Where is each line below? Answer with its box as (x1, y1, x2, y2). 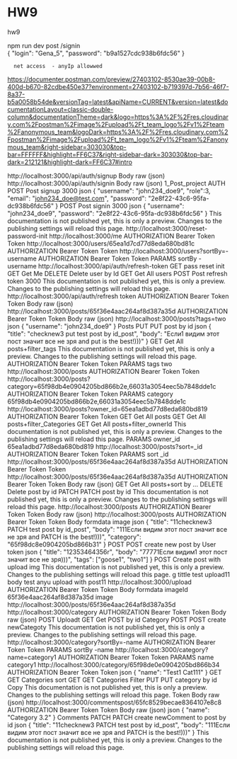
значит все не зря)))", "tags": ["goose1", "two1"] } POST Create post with (7, 555, 221, 564)
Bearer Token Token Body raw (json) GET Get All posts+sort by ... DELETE (7, 479, 224, 489)
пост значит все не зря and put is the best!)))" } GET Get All (7, 337, 184, 346)
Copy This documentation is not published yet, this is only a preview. (7, 683, 207, 691)
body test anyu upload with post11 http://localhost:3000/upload (7, 578, 192, 586)
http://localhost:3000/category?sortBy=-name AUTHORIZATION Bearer (7, 638, 216, 646)
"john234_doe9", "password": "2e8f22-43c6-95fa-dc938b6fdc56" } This (7, 209, 222, 217)
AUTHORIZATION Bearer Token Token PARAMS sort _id (7, 450, 169, 458)
